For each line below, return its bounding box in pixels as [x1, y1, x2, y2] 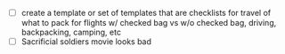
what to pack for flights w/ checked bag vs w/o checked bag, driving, [20, 18, 277, 28]
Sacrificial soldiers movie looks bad [20, 36, 152, 47]
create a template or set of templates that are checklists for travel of [20, 8, 272, 18]
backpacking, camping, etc [20, 27, 122, 38]
